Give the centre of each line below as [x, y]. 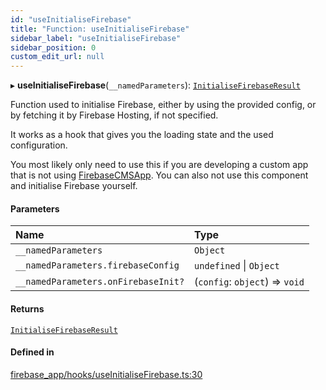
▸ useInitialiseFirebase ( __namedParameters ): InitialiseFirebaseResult [155, 85]
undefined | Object [237, 266]
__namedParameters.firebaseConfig [97, 265]
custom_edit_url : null [57, 57]
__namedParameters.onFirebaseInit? [100, 282]
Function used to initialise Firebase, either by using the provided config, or [163, 105]
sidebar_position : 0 [53, 47]
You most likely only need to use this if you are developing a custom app [159, 165]
